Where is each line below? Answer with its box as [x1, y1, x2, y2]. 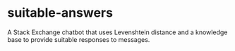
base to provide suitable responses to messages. [7, 35, 150, 43]
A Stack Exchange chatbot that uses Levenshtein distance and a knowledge [7, 28, 228, 36]
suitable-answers [7, 5, 113, 21]
